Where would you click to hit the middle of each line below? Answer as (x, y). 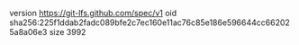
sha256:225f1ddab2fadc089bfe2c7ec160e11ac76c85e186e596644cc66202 (150, 22)
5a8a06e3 (28, 32)
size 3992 (68, 32)
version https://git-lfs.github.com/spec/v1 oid (93, 13)
